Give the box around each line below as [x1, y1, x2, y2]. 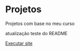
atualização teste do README [5, 30, 68, 36]
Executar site [5, 40, 33, 46]
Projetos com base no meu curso [5, 20, 75, 27]
